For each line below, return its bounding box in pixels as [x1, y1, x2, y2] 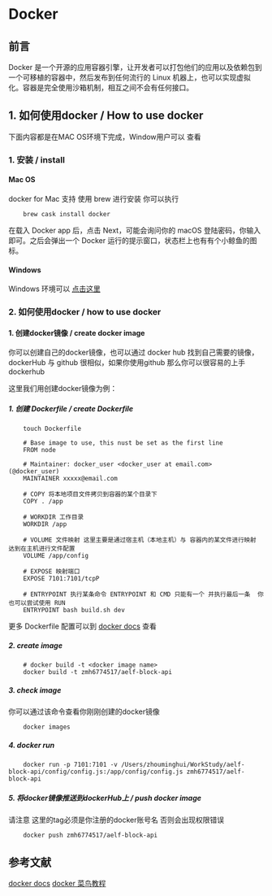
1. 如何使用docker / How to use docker [8, 109, 204, 123]
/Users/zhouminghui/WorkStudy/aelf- [120, 761, 245, 769]
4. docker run [8, 740, 55, 750]
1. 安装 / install [8, 154, 65, 165]
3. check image [8, 685, 62, 695]
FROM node [23, 446, 57, 455]
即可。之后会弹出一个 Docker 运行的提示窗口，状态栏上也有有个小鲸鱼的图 [8, 235, 257, 245]
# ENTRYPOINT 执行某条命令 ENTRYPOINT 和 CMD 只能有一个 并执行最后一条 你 [23, 590, 264, 598]
